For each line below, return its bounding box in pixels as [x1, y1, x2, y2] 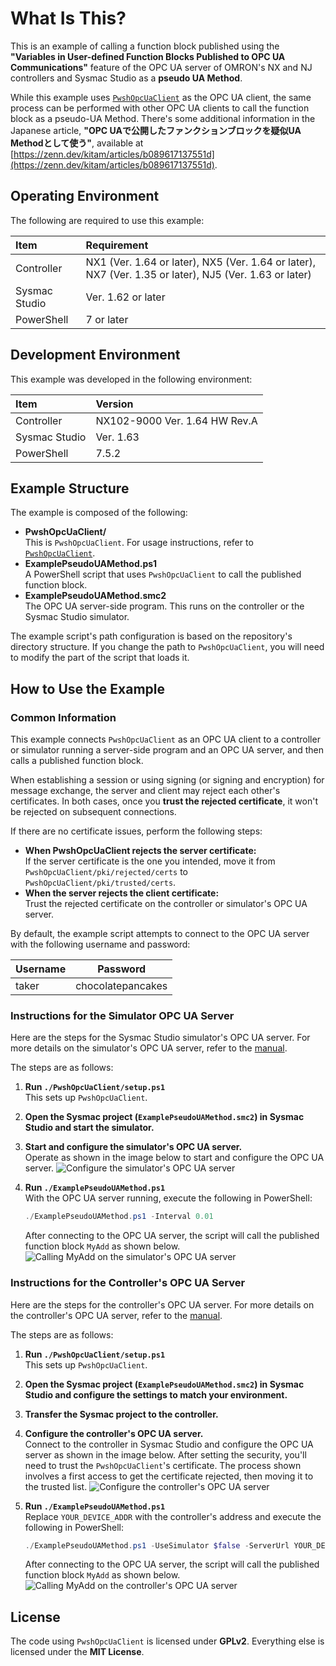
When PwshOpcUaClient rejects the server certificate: [24, 845, 257, 857]
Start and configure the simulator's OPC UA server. [24, 1141, 243, 1153]
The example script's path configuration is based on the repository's [10, 630, 293, 642]
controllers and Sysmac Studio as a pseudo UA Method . [10, 72, 243, 84]
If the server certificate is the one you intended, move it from [24, 855, 276, 867]
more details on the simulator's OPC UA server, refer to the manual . [10, 1042, 288, 1054]
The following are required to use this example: [10, 214, 205, 226]
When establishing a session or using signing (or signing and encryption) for [10, 774, 325, 786]
